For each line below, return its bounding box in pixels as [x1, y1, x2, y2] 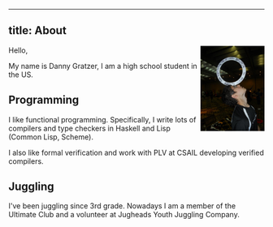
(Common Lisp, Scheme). [8, 131, 93, 142]
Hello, [8, 45, 28, 55]
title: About [8, 24, 67, 37]
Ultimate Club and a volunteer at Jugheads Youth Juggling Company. [8, 210, 240, 220]
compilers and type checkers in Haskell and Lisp [8, 123, 171, 133]
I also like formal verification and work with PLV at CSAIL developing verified [8, 148, 264, 157]
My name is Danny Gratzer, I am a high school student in [8, 61, 197, 71]
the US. [8, 70, 34, 79]
